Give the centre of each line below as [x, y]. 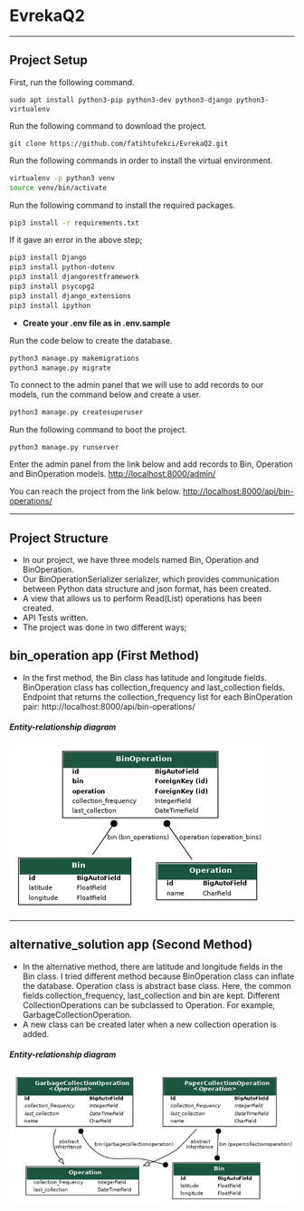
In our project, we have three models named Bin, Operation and [141, 560]
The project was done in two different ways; [104, 627]
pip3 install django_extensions [70, 295]
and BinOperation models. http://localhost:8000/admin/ [113, 474]
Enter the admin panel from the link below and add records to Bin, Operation [152, 464]
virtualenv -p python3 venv [62, 178]
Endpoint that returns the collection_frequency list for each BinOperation [157, 697]
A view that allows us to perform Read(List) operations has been [142, 598]
